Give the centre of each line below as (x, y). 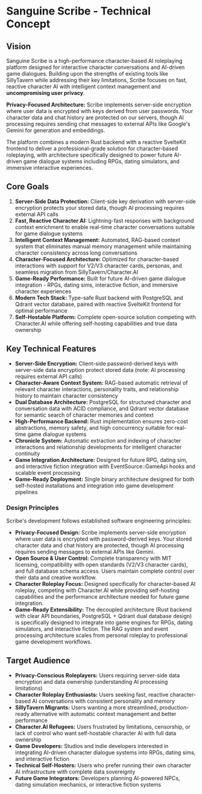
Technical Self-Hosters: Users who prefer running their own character (103, 765)
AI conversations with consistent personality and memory (103, 701)
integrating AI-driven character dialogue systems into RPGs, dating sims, (105, 752)
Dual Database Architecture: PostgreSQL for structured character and (103, 402)
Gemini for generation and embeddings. (56, 130)
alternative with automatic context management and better (104, 714)
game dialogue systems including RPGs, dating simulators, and (101, 161)
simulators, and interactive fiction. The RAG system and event (92, 629)
